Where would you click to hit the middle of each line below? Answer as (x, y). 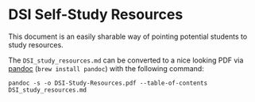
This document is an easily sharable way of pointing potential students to (128, 36)
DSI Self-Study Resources (96, 15)
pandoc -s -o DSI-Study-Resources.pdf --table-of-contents (108, 83)
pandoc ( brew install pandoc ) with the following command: (106, 68)
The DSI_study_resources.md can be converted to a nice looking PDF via (126, 60)
